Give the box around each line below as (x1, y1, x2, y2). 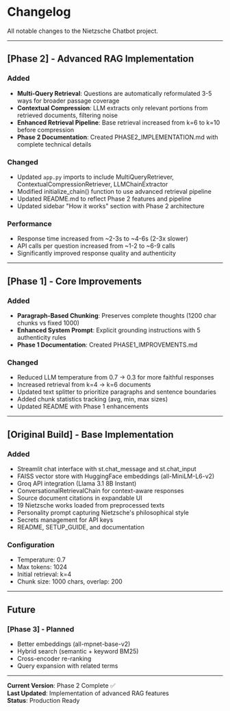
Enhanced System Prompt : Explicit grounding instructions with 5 (16, 326, 201, 334)
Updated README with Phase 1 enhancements (16, 402, 149, 411)
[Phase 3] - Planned (7, 624, 75, 634)
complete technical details (16, 140, 92, 148)
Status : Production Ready (7, 696, 80, 704)
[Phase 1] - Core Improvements (7, 275, 142, 287)
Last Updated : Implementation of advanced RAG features (7, 689, 169, 697)
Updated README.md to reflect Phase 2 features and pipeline (16, 195, 192, 203)
